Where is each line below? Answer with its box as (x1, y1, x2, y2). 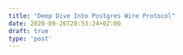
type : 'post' (8, 34, 53, 43)
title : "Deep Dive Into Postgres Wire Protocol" (8, 11, 176, 20)
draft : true (8, 27, 49, 35)
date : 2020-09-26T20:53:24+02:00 (8, 19, 121, 27)
